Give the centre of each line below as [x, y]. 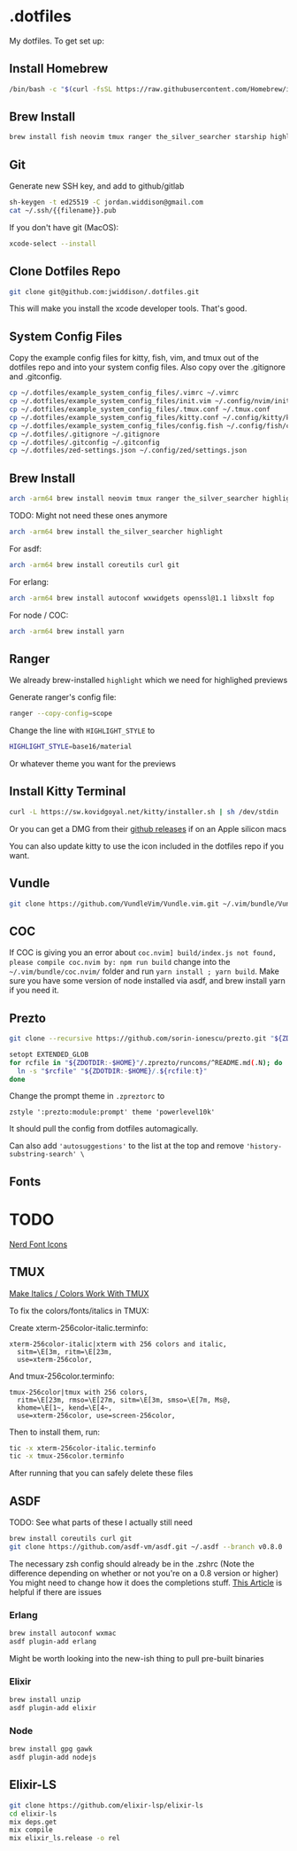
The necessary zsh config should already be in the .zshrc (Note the [132, 1563]
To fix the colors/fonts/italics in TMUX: [79, 1310]
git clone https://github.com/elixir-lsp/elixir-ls [106, 1805]
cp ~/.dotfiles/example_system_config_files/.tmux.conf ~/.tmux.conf [140, 409]
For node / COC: [39, 615]
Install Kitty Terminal [68, 792]
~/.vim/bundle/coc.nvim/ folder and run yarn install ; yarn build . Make [145, 971]
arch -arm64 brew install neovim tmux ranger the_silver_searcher [134, 499]
